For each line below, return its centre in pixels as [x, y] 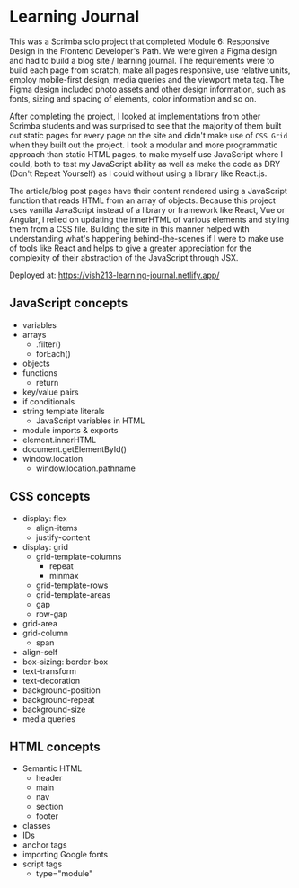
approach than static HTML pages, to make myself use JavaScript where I [146, 154]
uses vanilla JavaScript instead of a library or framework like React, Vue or [147, 209]
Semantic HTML [52, 768]
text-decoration [51, 680]
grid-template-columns [79, 556]
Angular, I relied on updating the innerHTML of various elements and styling [149, 219]
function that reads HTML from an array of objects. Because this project [143, 200]
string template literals [63, 411]
